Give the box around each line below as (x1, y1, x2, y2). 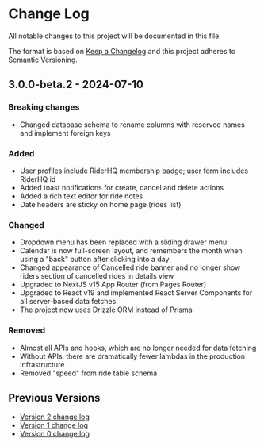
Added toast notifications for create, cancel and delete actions (19, 183, 224, 192)
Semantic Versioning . (8, 55, 78, 64)
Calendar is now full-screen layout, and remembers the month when (19, 246, 243, 256)
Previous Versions (8, 390, 101, 405)
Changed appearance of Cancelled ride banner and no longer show (19, 263, 241, 272)
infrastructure (19, 359, 65, 369)
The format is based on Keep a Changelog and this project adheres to (8, 46, 236, 56)
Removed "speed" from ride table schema (19, 368, 158, 378)
